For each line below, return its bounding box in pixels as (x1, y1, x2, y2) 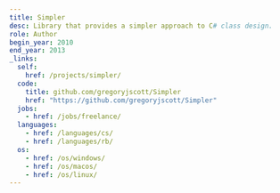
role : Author (9, 29, 58, 38)
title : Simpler (9, 12, 66, 22)
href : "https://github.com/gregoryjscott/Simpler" (25, 95, 218, 105)
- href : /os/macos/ (25, 162, 98, 171)
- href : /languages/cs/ (25, 129, 114, 138)
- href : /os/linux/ (25, 170, 98, 179)
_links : (9, 54, 38, 63)
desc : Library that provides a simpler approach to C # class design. (9, 21, 274, 30)
